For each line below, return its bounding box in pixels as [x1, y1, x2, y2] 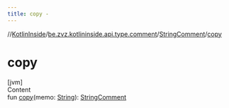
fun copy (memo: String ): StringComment [7, 92, 127, 101]
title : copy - [7, 10, 50, 18]
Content [7, 85, 31, 94]
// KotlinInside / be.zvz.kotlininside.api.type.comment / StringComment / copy [7, 30, 222, 38]
